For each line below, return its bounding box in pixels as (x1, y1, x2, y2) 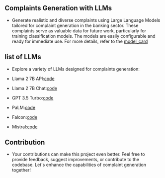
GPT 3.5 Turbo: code (11, 94, 54, 101)
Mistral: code (11, 124, 38, 130)
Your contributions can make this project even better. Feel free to (11, 151, 145, 157)
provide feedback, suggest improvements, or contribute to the (11, 157, 140, 163)
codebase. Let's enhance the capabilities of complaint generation (11, 162, 146, 168)
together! (11, 167, 31, 173)
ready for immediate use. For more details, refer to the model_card (11, 38, 148, 44)
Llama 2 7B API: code (11, 76, 55, 82)
